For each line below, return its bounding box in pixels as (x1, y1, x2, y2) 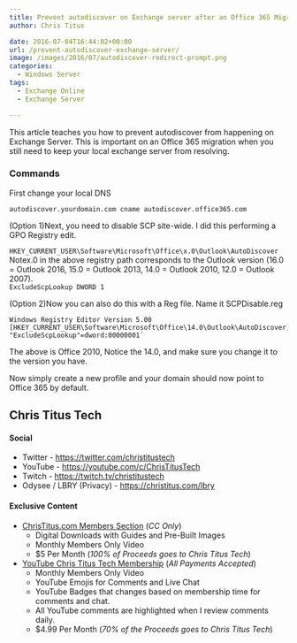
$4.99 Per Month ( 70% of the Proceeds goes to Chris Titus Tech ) (34, 624, 273, 634)
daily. (34, 614, 56, 624)
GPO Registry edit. (9, 229, 77, 240)
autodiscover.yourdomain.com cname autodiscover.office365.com (9, 204, 247, 213)
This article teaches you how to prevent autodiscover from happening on (9, 126, 274, 137)
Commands (9, 167, 60, 180)
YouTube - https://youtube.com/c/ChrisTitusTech (21, 462, 201, 472)
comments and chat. (34, 595, 110, 606)
